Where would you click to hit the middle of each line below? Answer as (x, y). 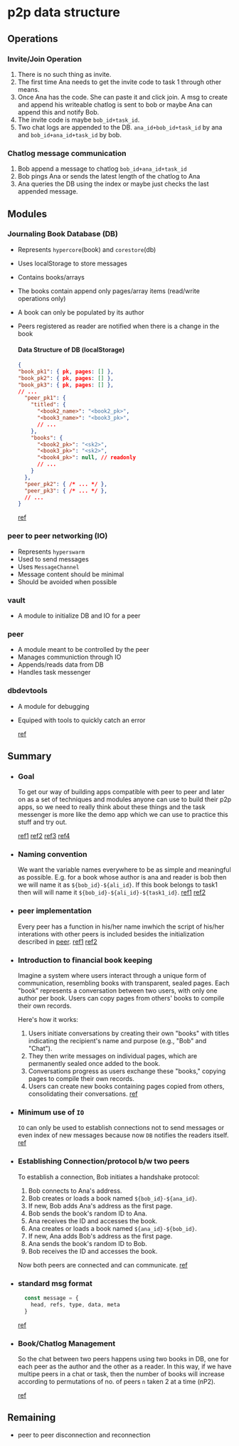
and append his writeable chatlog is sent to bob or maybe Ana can (115, 105)
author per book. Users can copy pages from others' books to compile (121, 998)
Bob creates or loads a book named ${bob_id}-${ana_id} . (112, 1198)
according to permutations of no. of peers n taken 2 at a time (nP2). (116, 1381)
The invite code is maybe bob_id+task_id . (79, 120)
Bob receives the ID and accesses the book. (93, 1251)
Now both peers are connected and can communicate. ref (103, 1265)
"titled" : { (48, 405)
